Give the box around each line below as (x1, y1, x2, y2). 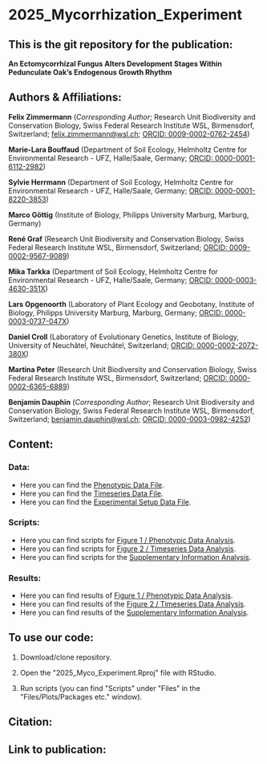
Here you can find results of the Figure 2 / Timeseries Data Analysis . (19, 599, 246, 609)
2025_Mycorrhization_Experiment (8, 6, 243, 24)
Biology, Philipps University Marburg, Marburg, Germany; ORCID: (8, 308, 223, 317)
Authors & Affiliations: (8, 91, 122, 104)
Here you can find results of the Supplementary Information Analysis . (19, 608, 249, 618)
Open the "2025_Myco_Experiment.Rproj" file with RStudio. (19, 668, 216, 677)
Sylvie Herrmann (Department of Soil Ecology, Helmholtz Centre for (8, 177, 234, 186)
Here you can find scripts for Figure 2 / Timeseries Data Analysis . (19, 544, 237, 554)
